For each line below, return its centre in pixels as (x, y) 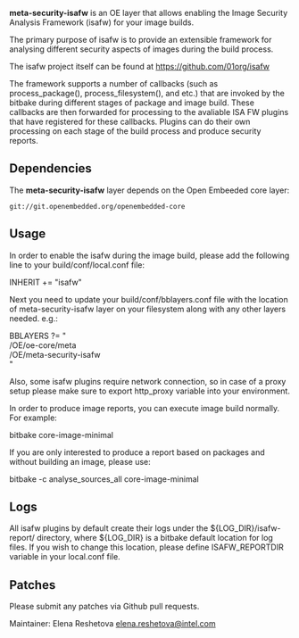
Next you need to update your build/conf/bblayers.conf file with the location (149, 299)
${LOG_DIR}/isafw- (245, 528)
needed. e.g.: (33, 318)
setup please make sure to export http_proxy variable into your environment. (149, 391)
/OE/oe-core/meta (43, 345)
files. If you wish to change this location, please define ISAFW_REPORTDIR (146, 547)
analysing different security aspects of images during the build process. (141, 49)
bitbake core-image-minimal (62, 435)
